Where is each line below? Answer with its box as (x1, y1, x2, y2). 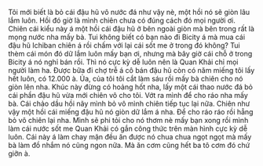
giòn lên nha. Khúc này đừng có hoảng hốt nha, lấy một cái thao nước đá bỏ (8, 82, 254, 92)
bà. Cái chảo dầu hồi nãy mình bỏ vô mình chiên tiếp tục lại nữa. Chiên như (8, 99, 250, 108)
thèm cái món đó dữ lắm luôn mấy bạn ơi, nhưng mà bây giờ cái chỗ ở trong (8, 49, 253, 58)
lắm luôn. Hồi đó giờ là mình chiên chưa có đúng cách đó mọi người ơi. (8, 16, 236, 25)
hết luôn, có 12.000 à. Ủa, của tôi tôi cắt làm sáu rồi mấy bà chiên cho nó (8, 74, 243, 83)
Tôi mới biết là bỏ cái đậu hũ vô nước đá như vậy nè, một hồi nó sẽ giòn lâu (8, 8, 250, 16)
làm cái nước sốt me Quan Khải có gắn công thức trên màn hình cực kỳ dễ (8, 124, 248, 133)
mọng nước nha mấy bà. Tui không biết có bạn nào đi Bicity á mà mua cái (8, 32, 246, 41)
